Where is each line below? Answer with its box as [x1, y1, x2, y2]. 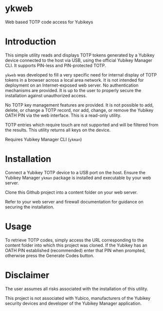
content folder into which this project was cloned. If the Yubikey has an [5, 242, 147, 248]
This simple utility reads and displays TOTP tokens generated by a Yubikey [5, 52, 155, 58]
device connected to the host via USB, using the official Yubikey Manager [5, 57, 152, 63]
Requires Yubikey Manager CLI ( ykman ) [5, 136, 82, 142]
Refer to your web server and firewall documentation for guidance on [5, 199, 144, 204]
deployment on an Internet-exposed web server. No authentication [5, 82, 139, 88]
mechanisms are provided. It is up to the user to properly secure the [5, 87, 142, 93]
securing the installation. [5, 204, 54, 210]
